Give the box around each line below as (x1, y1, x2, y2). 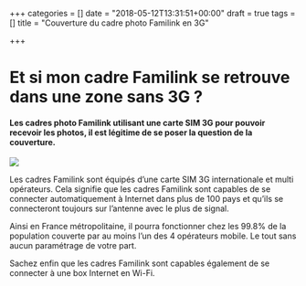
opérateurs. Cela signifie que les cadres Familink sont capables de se (9, 184, 271, 195)
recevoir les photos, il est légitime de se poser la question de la (9, 127, 253, 138)
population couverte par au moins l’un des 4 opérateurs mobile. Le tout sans (9, 230, 297, 241)
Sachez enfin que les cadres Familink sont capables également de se (9, 258, 270, 269)
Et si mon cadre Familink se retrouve (9, 68, 290, 88)
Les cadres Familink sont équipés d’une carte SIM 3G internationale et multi (9, 174, 294, 185)
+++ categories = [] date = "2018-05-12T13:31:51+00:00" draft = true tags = (9, 8, 296, 18)
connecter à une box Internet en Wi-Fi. (9, 268, 155, 279)
